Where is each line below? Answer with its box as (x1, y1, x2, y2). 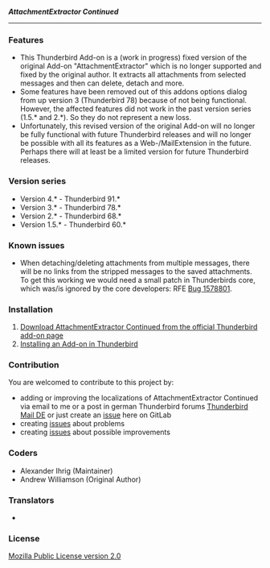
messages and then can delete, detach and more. (19, 78, 185, 88)
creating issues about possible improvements (19, 427, 171, 437)
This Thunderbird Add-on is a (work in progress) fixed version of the (19, 52, 247, 63)
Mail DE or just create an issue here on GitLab (19, 410, 171, 420)
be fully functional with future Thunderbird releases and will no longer (19, 130, 252, 139)
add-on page (19, 330, 64, 341)
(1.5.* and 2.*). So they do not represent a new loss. (19, 113, 191, 122)
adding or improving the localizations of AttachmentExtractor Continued (19, 393, 259, 403)
